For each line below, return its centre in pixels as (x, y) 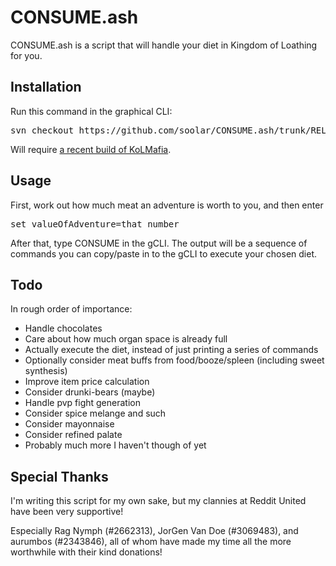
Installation (46, 87)
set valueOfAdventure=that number (95, 224)
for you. (26, 55)
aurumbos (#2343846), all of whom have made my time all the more (151, 542)
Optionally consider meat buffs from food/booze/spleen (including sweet (174, 360)
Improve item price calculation (87, 382)
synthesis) (46, 371)
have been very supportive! (67, 512)
